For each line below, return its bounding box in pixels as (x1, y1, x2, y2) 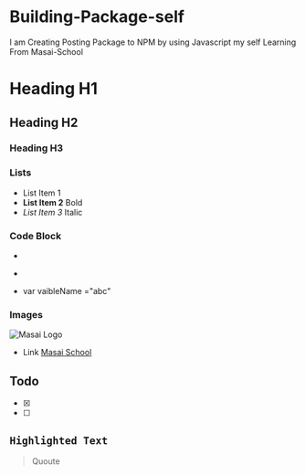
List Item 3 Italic (22, 206, 83, 217)
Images (9, 308, 44, 321)
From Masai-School (9, 46, 84, 57)
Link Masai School (22, 347, 92, 358)
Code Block (9, 229, 62, 242)
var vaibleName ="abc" (22, 286, 111, 297)
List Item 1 (22, 187, 61, 198)
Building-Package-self (9, 6, 185, 27)
